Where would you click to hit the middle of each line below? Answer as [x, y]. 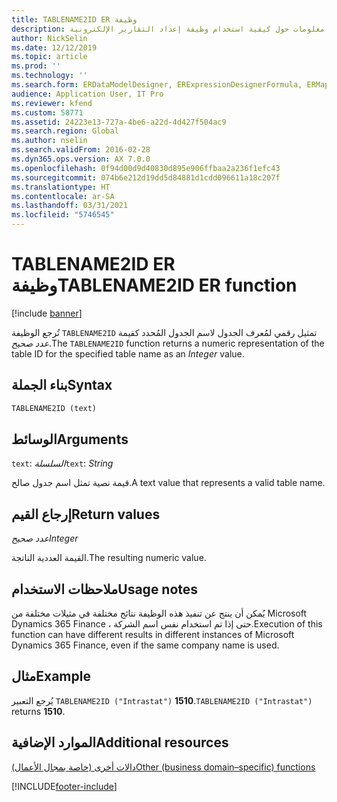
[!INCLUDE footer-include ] [64, 786]
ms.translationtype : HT [61, 187]
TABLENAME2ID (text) [54, 408]
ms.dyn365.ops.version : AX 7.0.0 [81, 159]
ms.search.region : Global [65, 131]
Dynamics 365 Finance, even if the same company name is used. [145, 645]
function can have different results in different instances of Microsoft [153, 635]
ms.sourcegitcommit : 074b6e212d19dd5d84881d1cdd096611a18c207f [146, 177]
